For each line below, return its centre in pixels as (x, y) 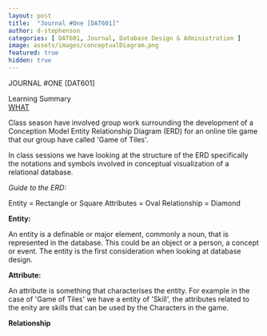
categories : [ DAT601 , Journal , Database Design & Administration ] (125, 38)
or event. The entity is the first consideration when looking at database (125, 251)
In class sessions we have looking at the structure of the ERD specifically (129, 155)
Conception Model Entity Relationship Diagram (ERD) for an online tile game (133, 131)
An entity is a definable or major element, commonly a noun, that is (119, 234)
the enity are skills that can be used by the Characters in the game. (119, 307)
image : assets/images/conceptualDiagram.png (84, 46)
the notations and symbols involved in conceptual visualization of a (119, 163)
